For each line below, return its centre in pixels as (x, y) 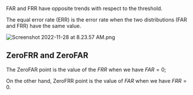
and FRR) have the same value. (44, 26)
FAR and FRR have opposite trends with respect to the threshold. (84, 8)
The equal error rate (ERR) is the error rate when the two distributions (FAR (96, 20)
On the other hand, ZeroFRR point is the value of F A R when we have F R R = (96, 80)
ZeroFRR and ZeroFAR (47, 56)
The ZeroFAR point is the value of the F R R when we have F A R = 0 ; (86, 69)
